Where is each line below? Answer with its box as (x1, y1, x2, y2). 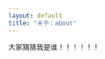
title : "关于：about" (8, 19, 77, 27)
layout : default (8, 11, 63, 20)
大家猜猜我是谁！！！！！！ (8, 41, 100, 52)
